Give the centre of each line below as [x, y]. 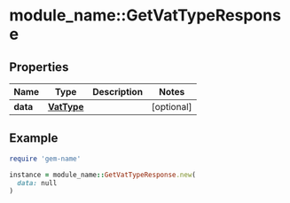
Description [118, 92]
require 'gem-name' [45, 159]
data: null [37, 183]
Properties [39, 67]
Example [34, 138]
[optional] [172, 107]
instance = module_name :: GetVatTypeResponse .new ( [103, 175]
